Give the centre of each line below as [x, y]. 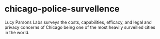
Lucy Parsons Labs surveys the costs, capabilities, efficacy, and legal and [78, 22]
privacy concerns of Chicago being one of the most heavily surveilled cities [80, 27]
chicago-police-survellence [62, 9]
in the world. [17, 32]
